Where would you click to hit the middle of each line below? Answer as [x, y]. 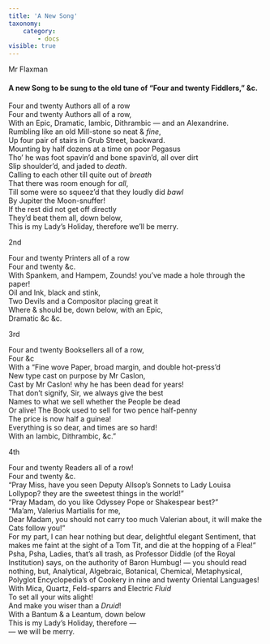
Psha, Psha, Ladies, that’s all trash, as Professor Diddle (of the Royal [122, 554]
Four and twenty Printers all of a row [69, 258]
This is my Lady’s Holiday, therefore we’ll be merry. [94, 227]
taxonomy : [25, 24]
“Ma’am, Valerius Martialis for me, [64, 511]
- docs [49, 39]
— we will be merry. [42, 632]
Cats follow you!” [37, 528]
